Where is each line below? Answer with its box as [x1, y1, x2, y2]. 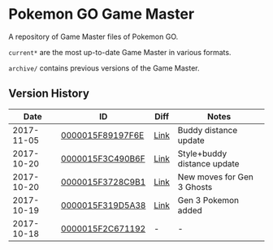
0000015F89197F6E [60, 129, 145, 140]
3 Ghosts [177, 181, 213, 192]
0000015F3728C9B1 [60, 176, 146, 187]
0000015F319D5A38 [60, 200, 146, 211]
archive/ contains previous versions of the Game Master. [8, 62, 201, 73]
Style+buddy [177, 148, 227, 159]
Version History [8, 87, 89, 101]
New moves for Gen [177, 171, 253, 183]
